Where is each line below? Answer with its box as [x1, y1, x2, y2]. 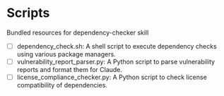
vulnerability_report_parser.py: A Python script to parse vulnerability [16, 58, 216, 66]
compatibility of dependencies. [16, 81, 107, 90]
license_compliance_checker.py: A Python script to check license [16, 73, 208, 82]
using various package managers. [16, 50, 116, 58]
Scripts [6, 5, 50, 21]
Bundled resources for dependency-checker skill [6, 28, 149, 37]
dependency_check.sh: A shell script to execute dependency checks [16, 42, 217, 50]
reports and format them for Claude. [16, 66, 123, 74]
